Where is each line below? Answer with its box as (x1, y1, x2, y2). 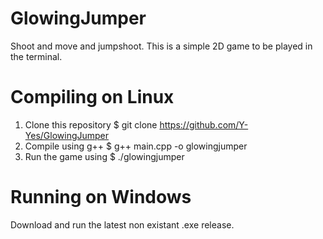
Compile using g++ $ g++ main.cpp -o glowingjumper (24, 140, 248, 152)
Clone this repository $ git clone (24, 118, 158, 131)
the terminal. (10, 50, 63, 62)
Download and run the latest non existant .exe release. (10, 218, 235, 231)
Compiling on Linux (10, 86, 175, 109)
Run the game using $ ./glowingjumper (24, 150, 185, 162)
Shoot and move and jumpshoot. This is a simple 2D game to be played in (10, 40, 313, 52)
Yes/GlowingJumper (24, 129, 110, 141)
